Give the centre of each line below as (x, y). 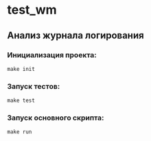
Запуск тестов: (34, 86)
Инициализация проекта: (52, 55)
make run (20, 132)
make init (21, 69)
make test (21, 101)
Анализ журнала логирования (75, 35)
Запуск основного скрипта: (56, 118)
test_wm (32, 10)
